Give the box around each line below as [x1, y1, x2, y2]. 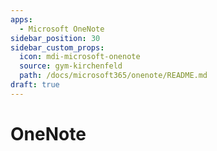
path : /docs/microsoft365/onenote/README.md [19, 71, 208, 81]
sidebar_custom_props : [10, 42, 105, 53]
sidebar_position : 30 [10, 33, 101, 43]
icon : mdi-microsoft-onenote [19, 52, 141, 62]
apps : [10, 14, 33, 25]
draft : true [10, 80, 60, 90]
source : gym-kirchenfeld [19, 61, 123, 71]
